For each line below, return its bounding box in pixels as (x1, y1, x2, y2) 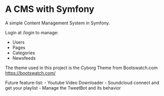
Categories (12, 50, 35, 56)
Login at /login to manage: (5, 29, 58, 35)
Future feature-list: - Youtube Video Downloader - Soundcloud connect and (5, 80, 160, 86)
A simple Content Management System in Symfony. (5, 20, 110, 26)
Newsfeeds (12, 55, 36, 61)
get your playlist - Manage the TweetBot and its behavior (5, 85, 121, 91)
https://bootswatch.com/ (5, 70, 56, 76)
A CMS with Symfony (5, 3, 95, 15)
